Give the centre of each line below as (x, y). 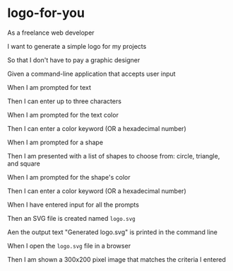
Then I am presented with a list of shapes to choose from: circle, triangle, (114, 156)
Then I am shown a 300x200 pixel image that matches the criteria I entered (116, 259)
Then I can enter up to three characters (65, 101)
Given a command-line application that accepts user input (91, 74)
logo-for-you (46, 13)
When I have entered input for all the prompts (73, 204)
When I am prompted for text (49, 87)
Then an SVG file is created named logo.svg (71, 218)
